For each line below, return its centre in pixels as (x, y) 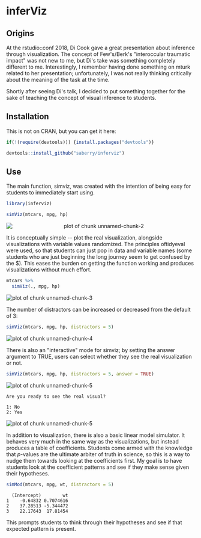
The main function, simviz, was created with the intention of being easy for (99, 186)
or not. (14, 363)
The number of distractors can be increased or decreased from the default (98, 309)
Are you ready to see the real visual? (56, 396)
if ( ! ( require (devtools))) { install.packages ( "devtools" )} (80, 142)
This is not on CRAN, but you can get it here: (61, 131)
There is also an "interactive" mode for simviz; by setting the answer (91, 350)
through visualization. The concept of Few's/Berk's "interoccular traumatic (98, 54)
